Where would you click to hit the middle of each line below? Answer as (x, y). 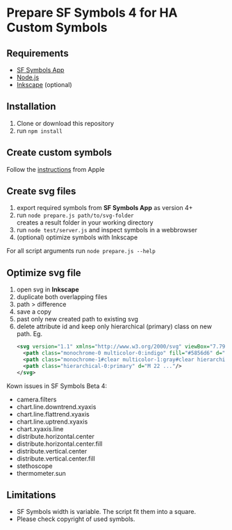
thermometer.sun (41, 473)
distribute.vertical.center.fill (56, 458)
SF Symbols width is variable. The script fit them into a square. (106, 512)
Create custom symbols (59, 153)
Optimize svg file (44, 273)
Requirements (38, 53)
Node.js (28, 77)
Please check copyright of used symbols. (76, 519)
